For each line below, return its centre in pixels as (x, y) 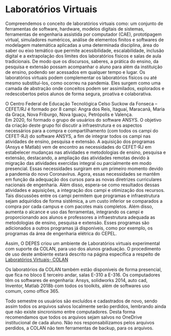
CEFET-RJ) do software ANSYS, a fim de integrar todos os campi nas (78, 136)
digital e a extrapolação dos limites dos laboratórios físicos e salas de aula (83, 56)
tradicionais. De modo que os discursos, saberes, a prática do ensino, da (82, 61)
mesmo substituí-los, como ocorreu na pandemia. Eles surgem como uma (83, 83)
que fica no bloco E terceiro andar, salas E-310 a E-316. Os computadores (83, 275)
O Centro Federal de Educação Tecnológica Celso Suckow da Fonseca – (81, 103)
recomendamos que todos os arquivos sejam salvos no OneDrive (74, 317)
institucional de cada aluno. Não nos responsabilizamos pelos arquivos (80, 322)
